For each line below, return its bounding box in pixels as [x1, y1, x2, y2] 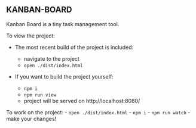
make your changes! [6, 115, 57, 122]
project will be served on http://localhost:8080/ [23, 97, 140, 104]
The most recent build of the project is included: [14, 43, 133, 51]
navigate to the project [23, 55, 79, 62]
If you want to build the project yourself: [14, 73, 114, 80]
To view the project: [6, 32, 55, 39]
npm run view [23, 92, 57, 98]
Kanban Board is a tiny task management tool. [6, 20, 120, 27]
